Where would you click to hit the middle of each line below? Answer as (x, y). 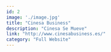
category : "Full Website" (38, 39)
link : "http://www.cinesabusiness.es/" (56, 34)
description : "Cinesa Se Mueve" (46, 28)
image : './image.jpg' (33, 17)
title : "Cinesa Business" (38, 23)
